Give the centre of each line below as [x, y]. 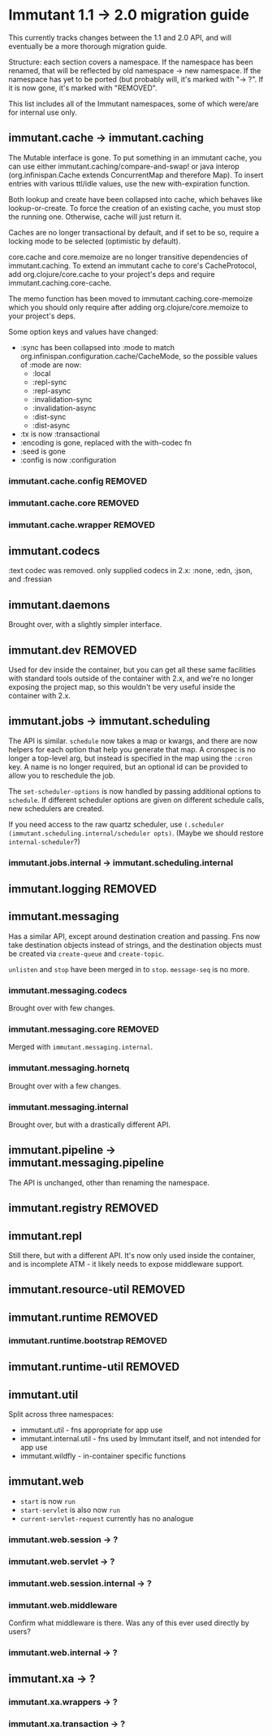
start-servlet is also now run [70, 1510]
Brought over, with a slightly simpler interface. [85, 625]
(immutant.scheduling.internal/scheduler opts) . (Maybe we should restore [136, 833]
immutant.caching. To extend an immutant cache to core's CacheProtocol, [133, 265]
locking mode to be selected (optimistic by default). [95, 241]
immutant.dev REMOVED [73, 650]
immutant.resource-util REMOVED [97, 1289]
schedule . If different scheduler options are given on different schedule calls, [136, 800]
